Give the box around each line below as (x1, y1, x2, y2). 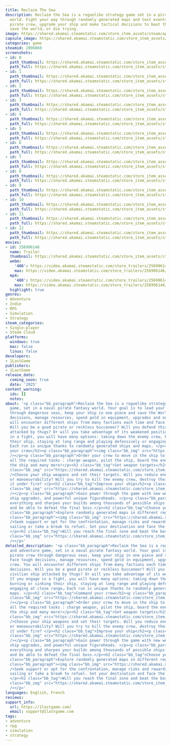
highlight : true (10, 287, 44, 292)
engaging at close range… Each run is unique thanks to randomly (10, 586, 152, 591)
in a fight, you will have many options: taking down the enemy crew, (10, 434, 163, 439)
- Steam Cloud (5, 330, 36, 335)
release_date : (5, 373, 36, 378)
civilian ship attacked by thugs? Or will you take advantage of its (10, 572, 160, 577)
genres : (5, 292, 22, 297)
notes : (10, 396, 24, 401)
